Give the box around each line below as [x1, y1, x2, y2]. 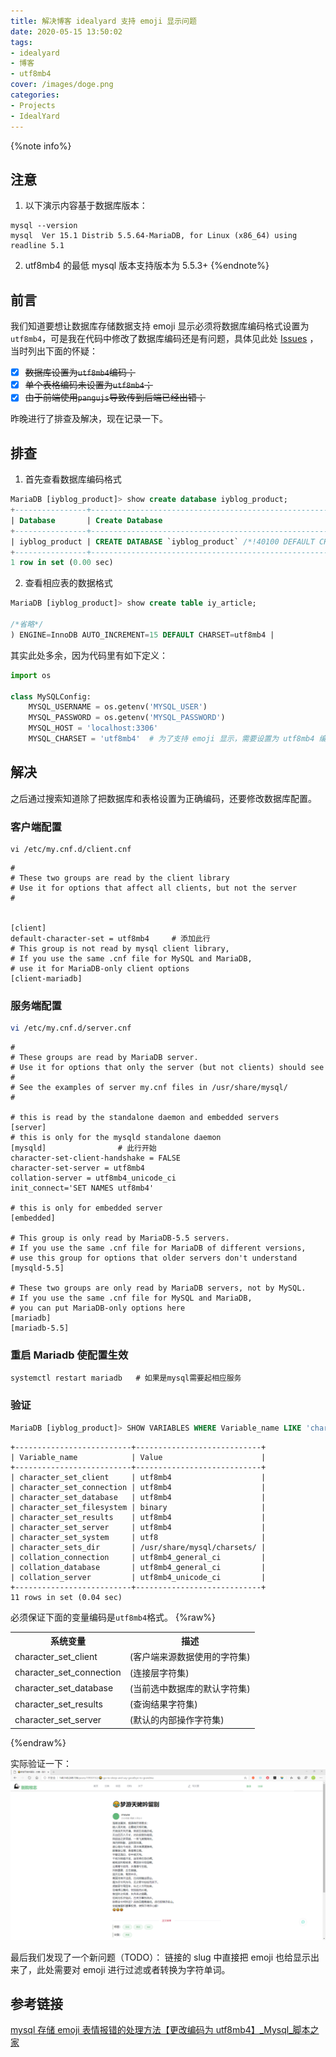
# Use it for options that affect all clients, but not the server [10, 883, 298, 893]
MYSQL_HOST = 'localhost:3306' [28, 723, 159, 734]
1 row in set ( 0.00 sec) [10, 558, 114, 568]
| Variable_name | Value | [10, 1452, 267, 1462]
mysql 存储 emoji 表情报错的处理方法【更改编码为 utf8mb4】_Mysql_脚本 [10, 2024, 311, 2036]
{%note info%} [10, 140, 72, 152]
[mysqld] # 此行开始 [10, 1143, 157, 1154]
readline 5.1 [10, 241, 65, 251]
